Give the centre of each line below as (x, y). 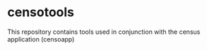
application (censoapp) (41, 39)
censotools (41, 12)
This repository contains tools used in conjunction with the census (104, 32)
